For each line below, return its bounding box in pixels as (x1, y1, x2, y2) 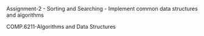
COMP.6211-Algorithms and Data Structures (6, 23, 116, 30)
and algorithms (6, 11, 44, 19)
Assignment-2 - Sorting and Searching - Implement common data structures (6, 5, 198, 12)
